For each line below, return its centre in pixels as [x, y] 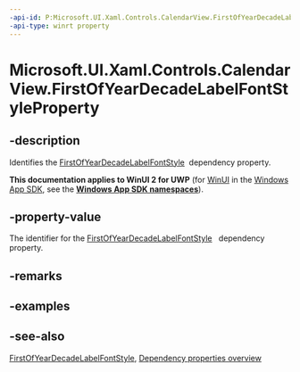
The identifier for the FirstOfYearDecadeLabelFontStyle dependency [137, 238]
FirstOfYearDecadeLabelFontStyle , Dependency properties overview [135, 358]
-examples [40, 306]
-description [45, 141]
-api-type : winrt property [59, 26]
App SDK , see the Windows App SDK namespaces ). [106, 189]
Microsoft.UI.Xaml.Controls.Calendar [150, 70]
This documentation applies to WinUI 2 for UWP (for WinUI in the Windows [149, 179]
